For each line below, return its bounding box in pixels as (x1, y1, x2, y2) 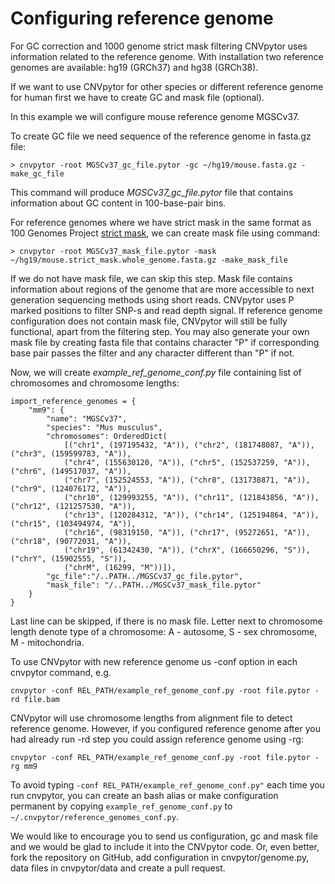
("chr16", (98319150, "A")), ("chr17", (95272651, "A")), (63, 527, 311, 537)
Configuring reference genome (10, 7, 274, 30)
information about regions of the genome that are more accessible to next (10, 283, 315, 295)
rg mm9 (10, 761, 38, 771)
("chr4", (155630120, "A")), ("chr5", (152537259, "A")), (63, 457, 311, 467)
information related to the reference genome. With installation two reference (10, 50, 324, 62)
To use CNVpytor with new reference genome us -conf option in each (10, 655, 298, 667)
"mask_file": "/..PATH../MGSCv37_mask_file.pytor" (46, 580, 262, 590)
